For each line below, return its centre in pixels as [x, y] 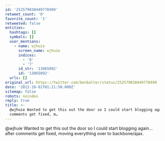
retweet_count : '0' [25, 14]
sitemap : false [21, 92]
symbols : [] [22, 37]
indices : [27, 55]
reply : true [17, 101]
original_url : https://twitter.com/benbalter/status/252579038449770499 [81, 82]
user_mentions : [25, 42]
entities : [15, 28]
